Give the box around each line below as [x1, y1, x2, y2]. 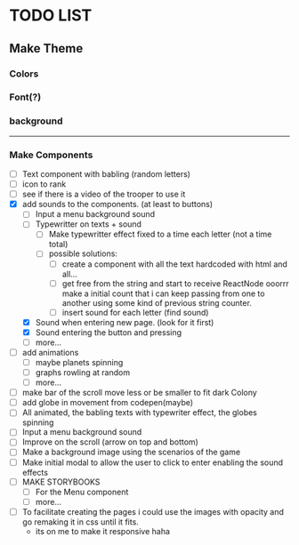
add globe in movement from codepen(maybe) [21, 397, 194, 408]
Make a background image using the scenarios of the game [21, 446, 241, 458]
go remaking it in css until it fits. [21, 517, 140, 527]
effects [21, 467, 49, 477]
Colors [9, 68, 39, 80]
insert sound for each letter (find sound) [61, 307, 209, 317]
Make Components [9, 148, 93, 161]
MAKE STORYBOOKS [21, 477, 101, 487]
